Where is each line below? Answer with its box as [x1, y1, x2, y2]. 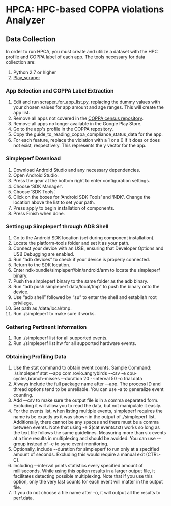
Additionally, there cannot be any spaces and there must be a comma [13, 419, 159, 425]
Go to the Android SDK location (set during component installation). [13, 234, 155, 241]
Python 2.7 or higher [13, 69, 56, 75]
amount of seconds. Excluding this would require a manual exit [13, 451, 145, 458]
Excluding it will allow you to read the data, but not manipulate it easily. [13, 403, 162, 409]
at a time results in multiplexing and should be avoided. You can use [13, 435, 156, 442]
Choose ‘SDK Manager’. [13, 183, 63, 189]
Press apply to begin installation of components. [13, 204, 115, 211]
